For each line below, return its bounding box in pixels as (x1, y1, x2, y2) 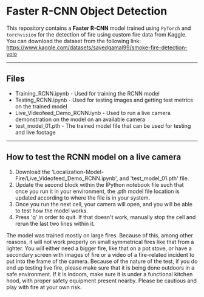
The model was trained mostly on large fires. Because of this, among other (6, 231, 193, 239)
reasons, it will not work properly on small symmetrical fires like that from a (6, 238, 194, 245)
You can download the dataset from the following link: (6, 37, 141, 44)
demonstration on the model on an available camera (15, 116, 146, 123)
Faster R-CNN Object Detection (6, 4, 168, 18)
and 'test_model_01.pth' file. (119, 175, 189, 182)
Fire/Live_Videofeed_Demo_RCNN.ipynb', (15, 175, 118, 182)
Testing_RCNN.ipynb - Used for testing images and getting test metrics (15, 96, 193, 103)
